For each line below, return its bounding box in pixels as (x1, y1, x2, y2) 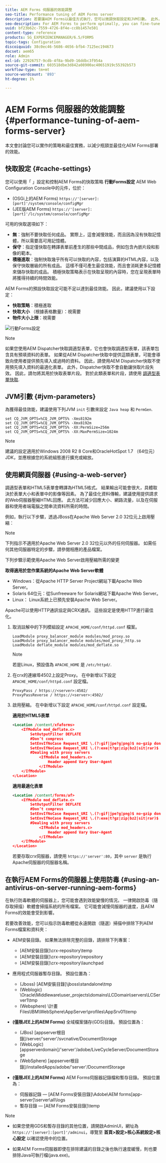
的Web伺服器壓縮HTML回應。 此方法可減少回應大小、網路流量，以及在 (5, 497, 149, 503)
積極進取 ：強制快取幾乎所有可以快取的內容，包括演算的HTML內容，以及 (12, 256, 159, 262)
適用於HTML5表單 (12, 712, 50, 718)
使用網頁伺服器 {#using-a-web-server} (5, 470, 127, 479)
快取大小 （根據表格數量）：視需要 (12, 309, 81, 314)
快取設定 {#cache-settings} (5, 164, 91, 173)
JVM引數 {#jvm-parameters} (5, 392, 96, 400)
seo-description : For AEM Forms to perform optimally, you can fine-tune (5, 21, 161, 26)
